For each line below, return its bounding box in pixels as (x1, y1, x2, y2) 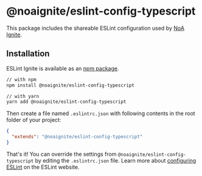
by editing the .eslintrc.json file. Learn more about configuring (35, 157, 197, 164)
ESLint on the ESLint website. (6, 163, 80, 171)
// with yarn (6, 93, 40, 99)
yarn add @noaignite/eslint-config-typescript (6, 99, 127, 105)
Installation (6, 49, 50, 59)
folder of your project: (6, 116, 61, 124)
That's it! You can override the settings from (6, 150, 117, 158)
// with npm (6, 76, 37, 83)
